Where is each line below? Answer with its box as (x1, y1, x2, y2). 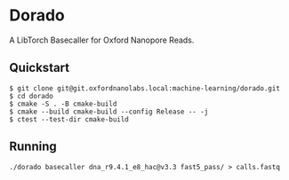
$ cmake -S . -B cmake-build (9, 99, 117, 108)
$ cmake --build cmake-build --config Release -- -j (9, 107, 209, 116)
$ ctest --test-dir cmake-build (9, 114, 129, 124)
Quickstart (9, 60, 70, 75)
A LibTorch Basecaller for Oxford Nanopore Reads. (9, 35, 195, 45)
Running (9, 139, 58, 154)
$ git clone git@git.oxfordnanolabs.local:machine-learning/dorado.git (9, 83, 280, 93)
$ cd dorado (9, 91, 53, 100)
